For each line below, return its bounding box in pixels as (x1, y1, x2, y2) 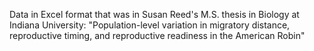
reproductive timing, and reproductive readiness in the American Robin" (9, 30, 306, 41)
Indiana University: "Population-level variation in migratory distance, (9, 19, 291, 31)
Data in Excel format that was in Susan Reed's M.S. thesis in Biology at (9, 9, 300, 20)
